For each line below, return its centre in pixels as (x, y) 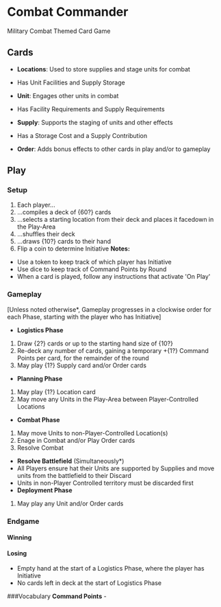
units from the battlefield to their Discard (74, 475)
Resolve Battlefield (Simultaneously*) (70, 461)
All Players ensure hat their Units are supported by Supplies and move (116, 468)
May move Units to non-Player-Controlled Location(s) (92, 433)
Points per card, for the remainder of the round (83, 358)
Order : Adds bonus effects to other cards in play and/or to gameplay (114, 149)
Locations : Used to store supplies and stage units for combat (103, 69)
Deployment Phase (44, 490)
